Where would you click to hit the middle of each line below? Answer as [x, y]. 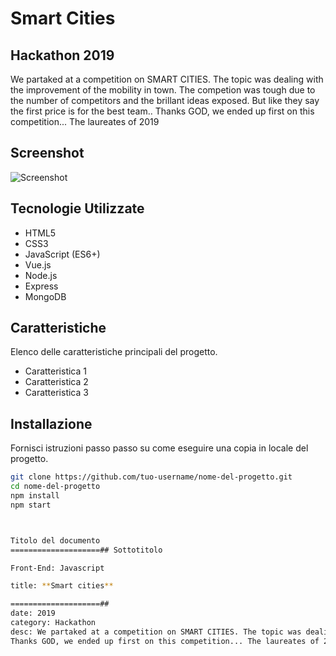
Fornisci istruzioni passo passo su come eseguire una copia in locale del [159, 448]
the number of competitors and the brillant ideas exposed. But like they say [165, 100]
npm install [35, 496]
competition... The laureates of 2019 [85, 121]
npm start [31, 505]
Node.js [41, 275]
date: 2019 [33, 613]
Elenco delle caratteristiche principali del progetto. [114, 352]
